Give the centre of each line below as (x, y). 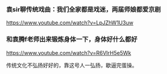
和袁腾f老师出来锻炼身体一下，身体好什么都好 (72, 39)
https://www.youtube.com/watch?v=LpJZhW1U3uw (70, 23)
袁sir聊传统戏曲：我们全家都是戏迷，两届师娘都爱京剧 (83, 9)
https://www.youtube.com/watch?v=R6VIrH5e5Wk (69, 53)
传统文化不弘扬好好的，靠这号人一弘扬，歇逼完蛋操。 (72, 65)
